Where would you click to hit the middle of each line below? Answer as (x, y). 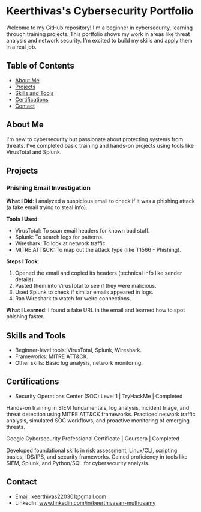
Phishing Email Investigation (49, 187)
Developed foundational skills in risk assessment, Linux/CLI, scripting (92, 450)
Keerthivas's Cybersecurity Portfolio (100, 11)
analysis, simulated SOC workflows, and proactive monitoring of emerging (98, 420)
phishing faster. (25, 317)
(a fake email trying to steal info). (47, 207)
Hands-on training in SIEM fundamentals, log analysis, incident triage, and (98, 407)
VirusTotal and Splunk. (34, 152)
